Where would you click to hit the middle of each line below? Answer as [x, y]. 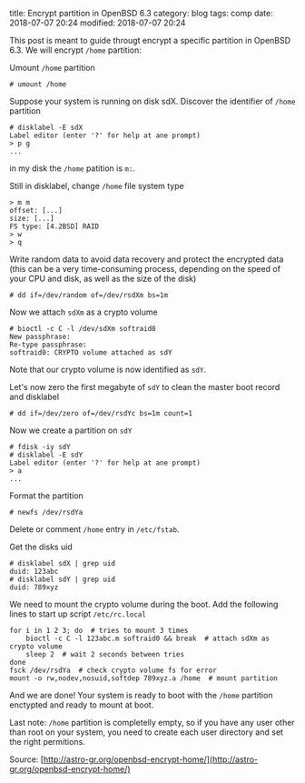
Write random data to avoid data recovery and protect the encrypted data [147, 259]
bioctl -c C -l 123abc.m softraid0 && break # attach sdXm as [148, 638]
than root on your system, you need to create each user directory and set [147, 732]
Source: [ [26, 759]
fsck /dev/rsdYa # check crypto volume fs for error [113, 670]
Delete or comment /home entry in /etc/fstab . [94, 529]
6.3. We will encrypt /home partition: [76, 50]
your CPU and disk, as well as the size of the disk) [103, 278]
